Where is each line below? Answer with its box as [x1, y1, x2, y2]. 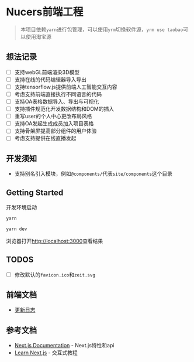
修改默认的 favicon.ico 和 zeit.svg [14, 271, 95, 278]
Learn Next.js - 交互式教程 [14, 349, 78, 356]
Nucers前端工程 [6, 5, 84, 19]
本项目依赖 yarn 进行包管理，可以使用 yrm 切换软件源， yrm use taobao [20, 26, 183, 33]
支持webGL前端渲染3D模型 [14, 69, 80, 76]
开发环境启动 [6, 204, 37, 211]
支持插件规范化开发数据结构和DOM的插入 [14, 105, 115, 112]
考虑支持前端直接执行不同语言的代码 [14, 90, 102, 97]
